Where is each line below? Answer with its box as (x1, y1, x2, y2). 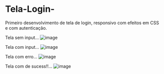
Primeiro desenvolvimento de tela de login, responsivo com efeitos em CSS (5, 20, 159, 26)
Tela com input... (5, 44, 40, 50)
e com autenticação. (5, 25, 47, 31)
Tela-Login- (5, 3, 55, 15)
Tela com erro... (5, 53, 38, 60)
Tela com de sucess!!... (5, 63, 53, 69)
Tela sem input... (5, 35, 39, 40)
